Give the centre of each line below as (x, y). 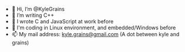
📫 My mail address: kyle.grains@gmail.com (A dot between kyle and (95, 34)
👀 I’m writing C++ (33, 15)
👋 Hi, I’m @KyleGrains (38, 9)
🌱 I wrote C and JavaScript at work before (62, 21)
